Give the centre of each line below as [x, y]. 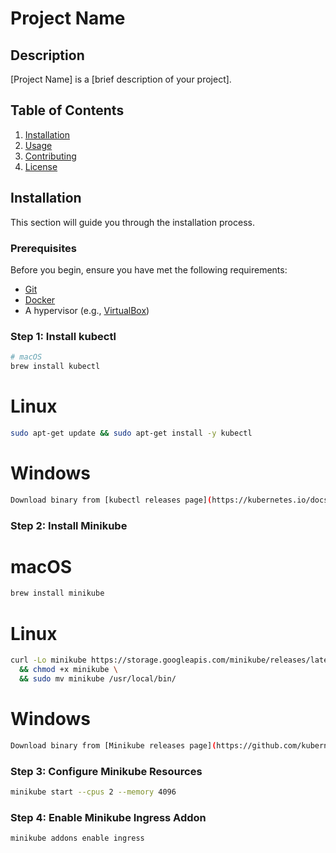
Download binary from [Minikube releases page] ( [113, 745]
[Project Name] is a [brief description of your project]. [121, 79]
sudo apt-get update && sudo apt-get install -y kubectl [131, 433]
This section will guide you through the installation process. [132, 222]
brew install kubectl [55, 367]
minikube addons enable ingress [77, 838]
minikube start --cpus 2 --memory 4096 [93, 792]
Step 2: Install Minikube [69, 525]
